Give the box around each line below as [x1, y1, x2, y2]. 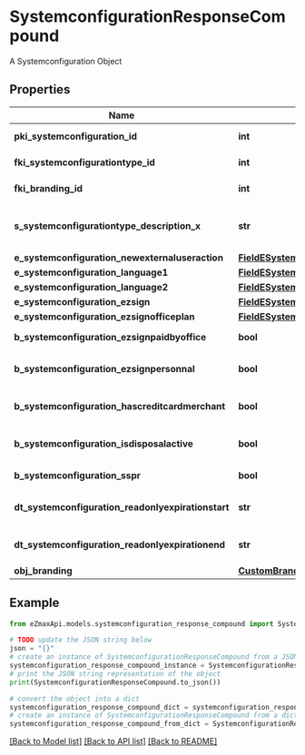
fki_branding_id [14, 181, 84, 194]
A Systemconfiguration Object [9, 55, 123, 66]
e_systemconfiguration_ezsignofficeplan [14, 310, 195, 323]
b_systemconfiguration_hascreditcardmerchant [14, 399, 226, 412]
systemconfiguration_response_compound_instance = [9, 661, 205, 671]
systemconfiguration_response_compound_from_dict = [9, 720, 209, 729]
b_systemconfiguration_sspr [14, 469, 141, 482]
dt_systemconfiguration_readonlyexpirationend [14, 538, 225, 551]
